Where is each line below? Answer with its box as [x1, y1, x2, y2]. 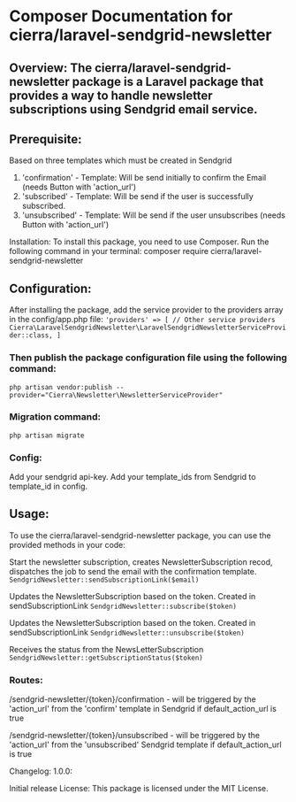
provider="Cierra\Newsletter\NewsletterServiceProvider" [9, 390, 224, 399]
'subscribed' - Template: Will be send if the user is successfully [21, 191, 254, 202]
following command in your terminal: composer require [9, 246, 209, 257]
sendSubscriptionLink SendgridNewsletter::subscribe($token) [9, 600, 237, 611]
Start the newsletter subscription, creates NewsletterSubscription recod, [9, 556, 273, 567]
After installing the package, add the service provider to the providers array [9, 305, 284, 315]
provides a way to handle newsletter [9, 88, 214, 103]
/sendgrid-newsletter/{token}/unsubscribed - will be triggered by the [9, 730, 261, 741]
